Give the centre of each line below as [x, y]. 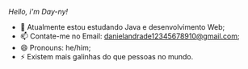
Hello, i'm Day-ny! [38, 12]
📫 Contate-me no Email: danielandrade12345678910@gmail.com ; [130, 36]
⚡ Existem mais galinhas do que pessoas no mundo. [107, 57]
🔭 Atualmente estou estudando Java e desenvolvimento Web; [122, 27]
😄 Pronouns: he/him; [55, 48]
